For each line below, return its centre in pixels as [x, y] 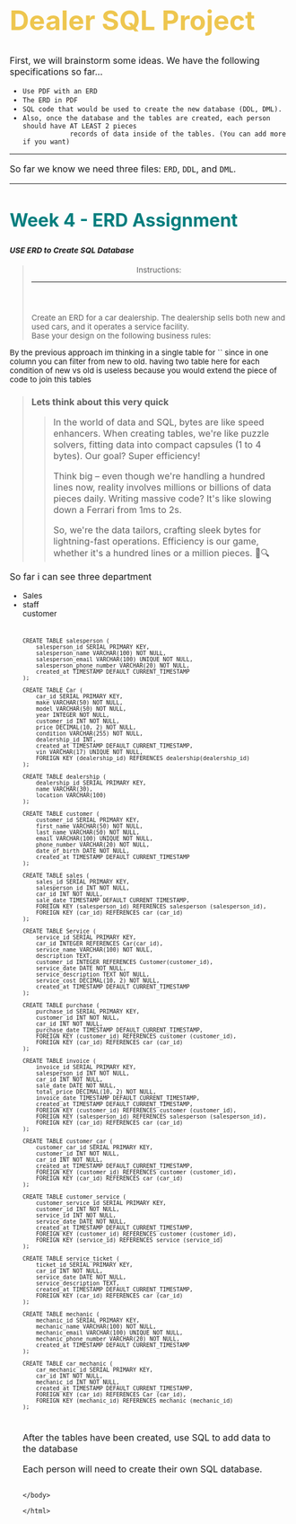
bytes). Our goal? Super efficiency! [127, 456]
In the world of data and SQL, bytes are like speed [159, 422]
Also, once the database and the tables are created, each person [147, 119]
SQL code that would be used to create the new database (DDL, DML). [152, 110]
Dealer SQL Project [132, 21]
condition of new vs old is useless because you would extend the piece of [143, 370]
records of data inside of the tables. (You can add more [178, 134]
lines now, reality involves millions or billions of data [162, 488]
